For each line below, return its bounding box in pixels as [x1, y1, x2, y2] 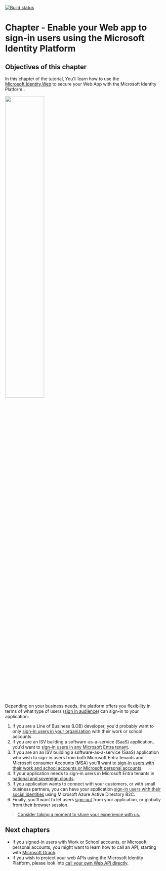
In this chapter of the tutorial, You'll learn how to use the [5, 76, 120, 82]
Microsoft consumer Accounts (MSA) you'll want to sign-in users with [12, 760, 154, 766]
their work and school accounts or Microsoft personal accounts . [12, 765, 143, 771]
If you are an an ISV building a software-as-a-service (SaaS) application [12, 749, 159, 755]
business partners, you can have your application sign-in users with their [12, 786, 161, 792]
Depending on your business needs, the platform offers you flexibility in [5, 703, 151, 709]
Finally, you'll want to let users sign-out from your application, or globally [12, 797, 161, 802]
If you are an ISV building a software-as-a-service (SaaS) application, [12, 739, 154, 744]
